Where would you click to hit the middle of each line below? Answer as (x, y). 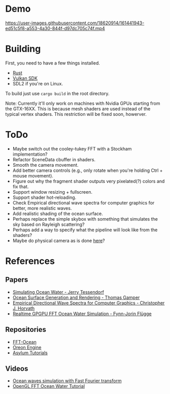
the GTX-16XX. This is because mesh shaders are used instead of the (78, 109)
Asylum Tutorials (30, 353)
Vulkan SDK (25, 78)
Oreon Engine (27, 347)
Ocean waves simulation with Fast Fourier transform (67, 381)
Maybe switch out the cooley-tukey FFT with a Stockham (72, 148)
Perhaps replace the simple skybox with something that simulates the (85, 219)
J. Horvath (24, 308)
